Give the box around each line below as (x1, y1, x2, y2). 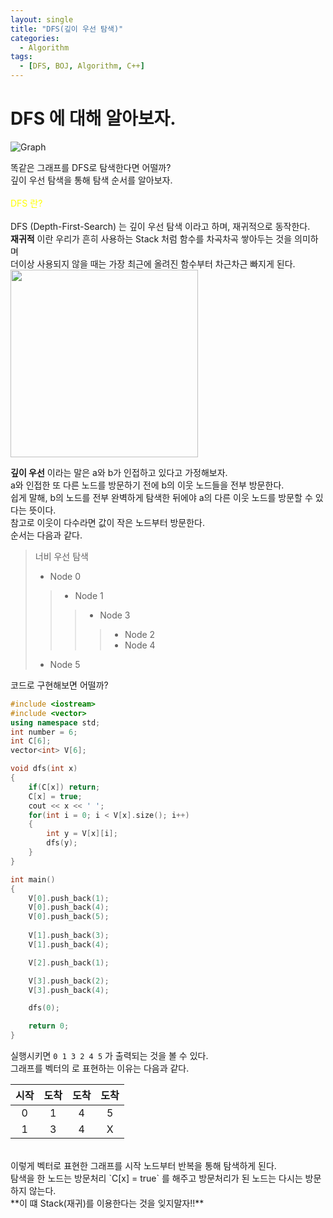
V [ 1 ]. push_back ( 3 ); (28, 931, 110, 941)
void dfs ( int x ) (10, 764, 78, 774)
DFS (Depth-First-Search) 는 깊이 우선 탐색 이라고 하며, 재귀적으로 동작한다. (10, 220, 311, 232)
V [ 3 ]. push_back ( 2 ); (28, 976, 110, 986)
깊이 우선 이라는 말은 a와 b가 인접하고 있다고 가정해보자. (10, 466, 228, 478)
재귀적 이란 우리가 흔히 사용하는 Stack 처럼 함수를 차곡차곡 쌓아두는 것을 (10, 232, 293, 245)
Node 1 (74, 589, 104, 601)
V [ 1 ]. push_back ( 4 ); (28, 939, 110, 950)
